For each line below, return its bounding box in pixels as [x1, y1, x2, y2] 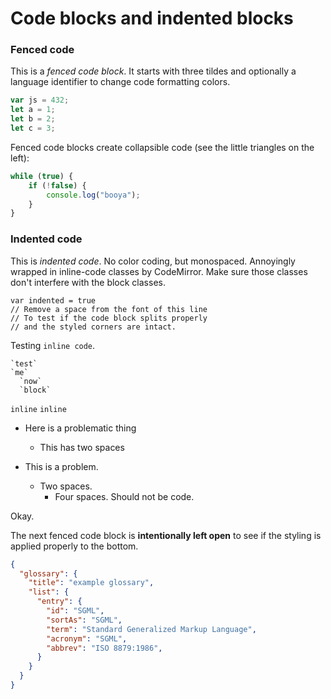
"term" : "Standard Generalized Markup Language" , [46, 624, 257, 634]
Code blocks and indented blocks [10, 7, 294, 30]
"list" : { [28, 587, 70, 597]
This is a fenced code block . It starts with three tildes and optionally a [10, 65, 297, 77]
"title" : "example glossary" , [28, 578, 155, 588]
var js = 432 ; [10, 95, 70, 106]
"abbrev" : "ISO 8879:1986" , [46, 643, 163, 653]
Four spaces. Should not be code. [54, 490, 195, 502]
